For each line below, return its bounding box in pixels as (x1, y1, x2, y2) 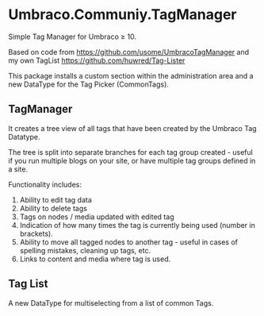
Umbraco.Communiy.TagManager (8, 6, 237, 24)
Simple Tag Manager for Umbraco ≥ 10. (8, 32, 137, 41)
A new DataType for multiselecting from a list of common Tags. (8, 298, 214, 307)
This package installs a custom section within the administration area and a (8, 71, 254, 80)
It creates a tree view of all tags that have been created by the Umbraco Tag (8, 123, 257, 133)
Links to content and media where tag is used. (19, 254, 171, 264)
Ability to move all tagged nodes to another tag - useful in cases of (19, 237, 238, 247)
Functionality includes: (8, 179, 82, 189)
